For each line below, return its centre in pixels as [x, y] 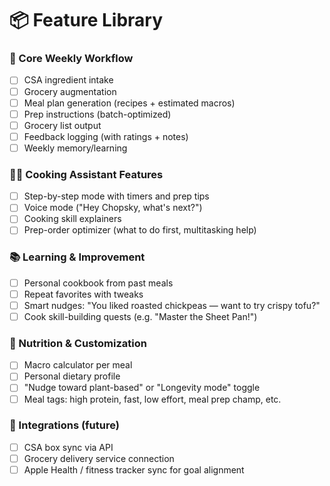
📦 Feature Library [86, 20]
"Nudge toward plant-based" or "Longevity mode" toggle [142, 388]
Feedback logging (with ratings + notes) [106, 136]
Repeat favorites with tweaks [83, 294]
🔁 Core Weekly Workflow [71, 59]
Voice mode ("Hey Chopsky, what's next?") [113, 208]
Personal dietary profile [72, 376]
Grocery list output [62, 125]
